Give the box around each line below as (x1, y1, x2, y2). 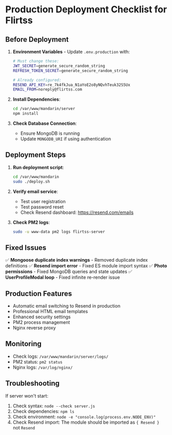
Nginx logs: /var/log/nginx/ (12, 364, 73, 370)
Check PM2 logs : (12, 219, 50, 225)
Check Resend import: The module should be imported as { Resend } (12, 419, 160, 425)
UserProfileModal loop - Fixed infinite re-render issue (5, 274, 120, 281)
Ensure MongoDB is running (20, 130, 80, 136)
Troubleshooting (5, 379, 60, 388)
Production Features (5, 289, 72, 298)
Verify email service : (12, 188, 58, 194)
